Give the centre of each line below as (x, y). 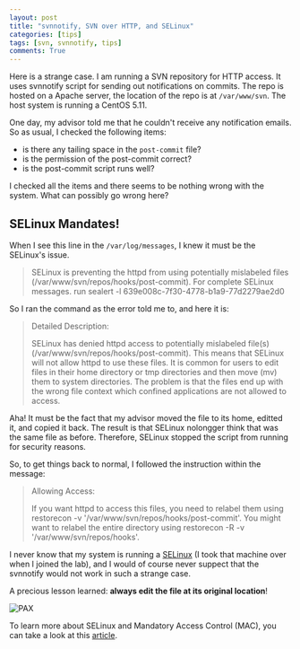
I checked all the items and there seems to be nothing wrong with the (137, 186)
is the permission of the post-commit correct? (107, 159)
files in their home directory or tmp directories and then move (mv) (154, 372)
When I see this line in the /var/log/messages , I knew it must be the (133, 245)
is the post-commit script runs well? (88, 169)
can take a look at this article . (64, 635)
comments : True (38, 51)
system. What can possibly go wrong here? (89, 196)
